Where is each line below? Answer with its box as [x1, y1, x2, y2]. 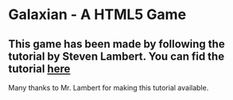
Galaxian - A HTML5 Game [8, 6, 187, 24]
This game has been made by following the [8, 37, 225, 51]
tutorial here [8, 62, 71, 75]
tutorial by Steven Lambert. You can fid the [8, 49, 225, 63]
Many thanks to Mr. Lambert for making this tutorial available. [8, 83, 209, 92]
